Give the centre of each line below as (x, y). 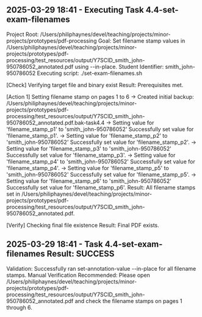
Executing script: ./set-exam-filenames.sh (89, 73)
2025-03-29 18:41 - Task (55, 244)
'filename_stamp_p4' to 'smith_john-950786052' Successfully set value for (101, 162)
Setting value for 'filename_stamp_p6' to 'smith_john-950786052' (89, 181)
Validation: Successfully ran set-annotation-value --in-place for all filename (101, 268)
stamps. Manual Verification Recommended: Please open (78, 275)
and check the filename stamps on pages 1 (128, 301)
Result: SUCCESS (81, 254)
